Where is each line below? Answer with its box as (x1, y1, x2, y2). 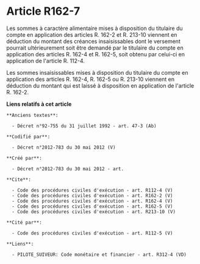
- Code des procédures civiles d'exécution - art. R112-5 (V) (12, 230, 173, 236)
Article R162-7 (6, 4, 80, 18)
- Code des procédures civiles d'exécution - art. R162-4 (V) (12, 198, 173, 204)
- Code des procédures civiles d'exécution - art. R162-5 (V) (12, 203, 173, 209)
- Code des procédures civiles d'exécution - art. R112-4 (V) (12, 187, 173, 194)
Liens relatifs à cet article (6, 100, 72, 108)
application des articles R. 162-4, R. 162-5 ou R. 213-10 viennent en (6, 75, 175, 83)
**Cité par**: (6, 219, 43, 225)
